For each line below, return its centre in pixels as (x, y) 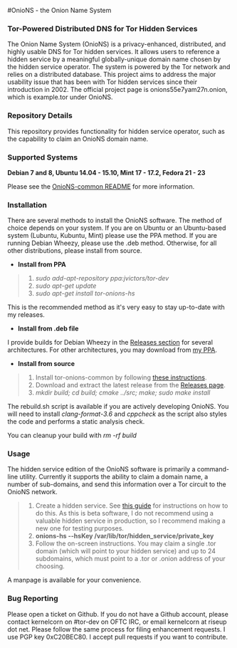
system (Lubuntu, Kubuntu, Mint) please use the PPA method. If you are (112, 236)
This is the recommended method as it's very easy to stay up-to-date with (116, 307)
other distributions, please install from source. (75, 251)
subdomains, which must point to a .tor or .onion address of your (130, 559)
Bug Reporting (33, 599)
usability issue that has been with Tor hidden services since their (102, 82)
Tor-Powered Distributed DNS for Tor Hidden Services (102, 28)
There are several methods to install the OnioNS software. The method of (115, 221)
